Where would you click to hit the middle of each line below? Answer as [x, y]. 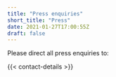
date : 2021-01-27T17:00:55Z [49, 27]
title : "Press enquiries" [45, 14]
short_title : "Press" [39, 20]
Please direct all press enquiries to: [58, 53]
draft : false [26, 33]
